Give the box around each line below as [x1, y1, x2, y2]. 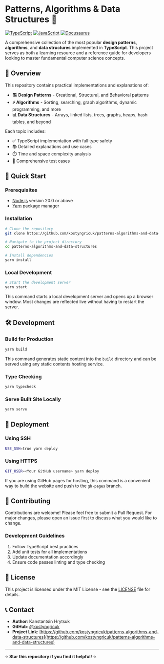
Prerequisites [5, 187, 38, 193]
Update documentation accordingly [12, 554, 84, 560]
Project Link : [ [12, 629, 41, 635]
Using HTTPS [5, 458, 38, 465]
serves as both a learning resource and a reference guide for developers [5, 50, 151, 56]
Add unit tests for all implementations [12, 549, 87, 555]
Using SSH [5, 435, 31, 442]
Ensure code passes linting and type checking [12, 559, 105, 565]
